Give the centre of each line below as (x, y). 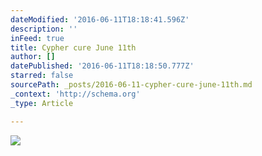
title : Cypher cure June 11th (73, 47)
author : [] (33, 57)
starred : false (42, 76)
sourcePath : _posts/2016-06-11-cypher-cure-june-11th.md (131, 85)
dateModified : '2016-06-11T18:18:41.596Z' (100, 19)
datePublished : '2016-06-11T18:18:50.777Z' (102, 66)
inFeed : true (37, 38)
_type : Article (42, 103)
